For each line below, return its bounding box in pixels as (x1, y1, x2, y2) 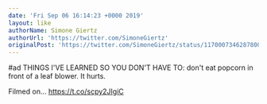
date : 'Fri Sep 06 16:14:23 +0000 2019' (8, 11, 145, 20)
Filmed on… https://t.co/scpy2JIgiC (8, 87, 125, 96)
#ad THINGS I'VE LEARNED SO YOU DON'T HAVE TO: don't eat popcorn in (8, 63, 253, 72)
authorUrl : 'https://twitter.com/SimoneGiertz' (8, 33, 169, 42)
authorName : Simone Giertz (8, 26, 98, 34)
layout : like (8, 19, 52, 27)
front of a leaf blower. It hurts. (8, 71, 106, 81)
